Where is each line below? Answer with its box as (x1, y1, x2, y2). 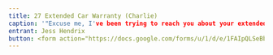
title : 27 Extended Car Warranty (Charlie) (8, 11, 158, 20)
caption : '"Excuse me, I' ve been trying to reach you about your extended (8, 19, 267, 27)
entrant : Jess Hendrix (8, 27, 85, 35)
